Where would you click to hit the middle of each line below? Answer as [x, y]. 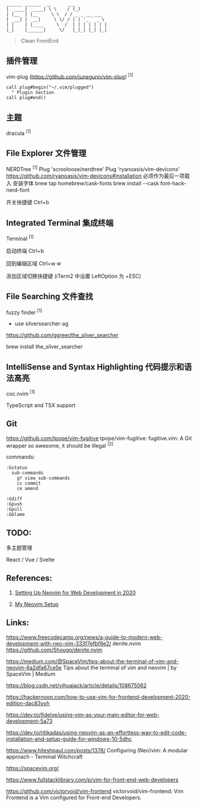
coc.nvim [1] [21, 393]
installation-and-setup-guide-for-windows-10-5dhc [69, 739]
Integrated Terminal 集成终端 [60, 223]
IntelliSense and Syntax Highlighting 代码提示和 [95, 367]
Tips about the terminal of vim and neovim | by [120, 667]
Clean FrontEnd [40, 41]
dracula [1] [19, 133]
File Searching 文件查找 [50, 297]
